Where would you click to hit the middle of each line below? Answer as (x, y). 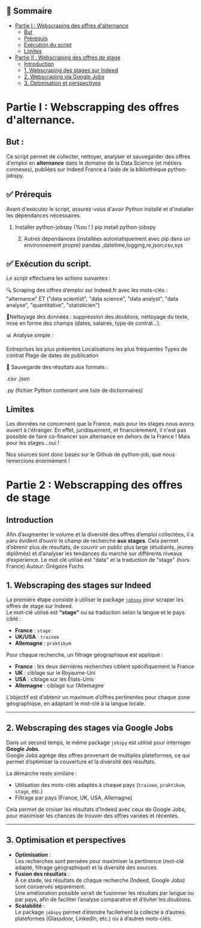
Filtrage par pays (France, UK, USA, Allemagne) (74, 797)
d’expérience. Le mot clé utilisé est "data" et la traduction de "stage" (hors (98, 560)
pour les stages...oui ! (33, 443)
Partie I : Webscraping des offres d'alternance (71, 25)
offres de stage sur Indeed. (40, 606)
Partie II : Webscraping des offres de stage (68, 57)
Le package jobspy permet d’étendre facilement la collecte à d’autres (100, 912)
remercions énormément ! (38, 461)
